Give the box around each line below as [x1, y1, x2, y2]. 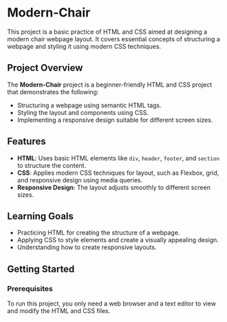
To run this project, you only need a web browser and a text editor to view [7, 299, 217, 308]
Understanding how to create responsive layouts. [17, 243, 157, 252]
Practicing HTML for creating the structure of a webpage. [17, 228, 180, 237]
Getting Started [7, 263, 75, 275]
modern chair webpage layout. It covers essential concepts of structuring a [7, 34, 220, 43]
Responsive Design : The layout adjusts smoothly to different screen [17, 183, 211, 191]
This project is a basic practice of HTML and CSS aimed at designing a [7, 28, 208, 36]
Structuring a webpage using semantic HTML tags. [17, 101, 162, 109]
